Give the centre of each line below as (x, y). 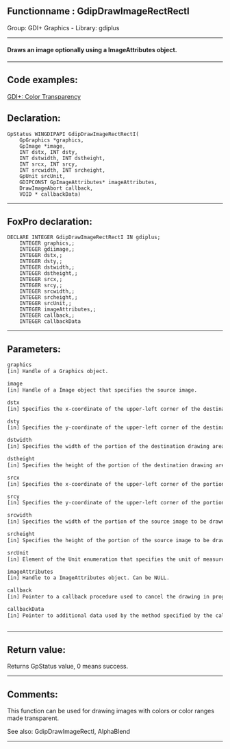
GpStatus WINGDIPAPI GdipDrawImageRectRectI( (73, 134)
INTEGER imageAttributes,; (58, 310)
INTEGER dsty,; (41, 261)
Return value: (37, 650)
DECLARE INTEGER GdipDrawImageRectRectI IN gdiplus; (84, 237)
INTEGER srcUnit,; (46, 304)
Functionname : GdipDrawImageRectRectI (98, 11)
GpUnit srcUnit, (43, 176)
